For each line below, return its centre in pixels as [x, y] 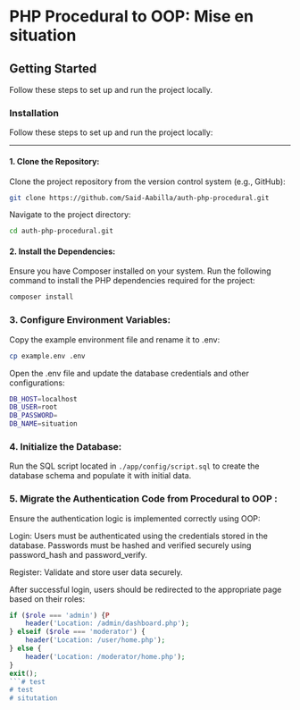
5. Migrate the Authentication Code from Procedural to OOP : [144, 499]
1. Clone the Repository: [54, 161]
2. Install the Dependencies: [62, 251]
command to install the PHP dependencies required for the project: [133, 281]
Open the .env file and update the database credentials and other [129, 373]
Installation [34, 113]
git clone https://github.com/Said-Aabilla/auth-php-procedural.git [139, 198]
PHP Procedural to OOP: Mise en [132, 17]
